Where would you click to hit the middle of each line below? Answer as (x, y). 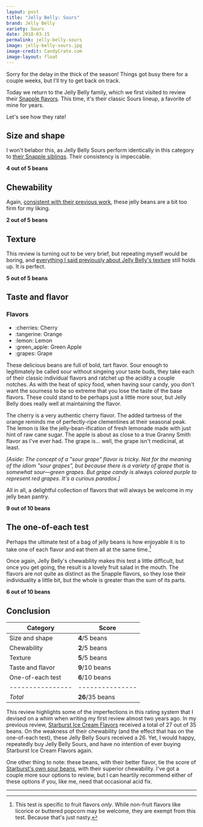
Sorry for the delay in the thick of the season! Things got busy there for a (97, 74)
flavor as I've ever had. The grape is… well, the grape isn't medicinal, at (95, 441)
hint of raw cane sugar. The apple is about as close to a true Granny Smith (99, 434)
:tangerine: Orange (38, 334)
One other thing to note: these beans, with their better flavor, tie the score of (101, 762)
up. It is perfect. (26, 267)
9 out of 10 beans (28, 508)
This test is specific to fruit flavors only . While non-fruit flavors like (98, 805)
